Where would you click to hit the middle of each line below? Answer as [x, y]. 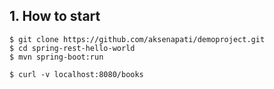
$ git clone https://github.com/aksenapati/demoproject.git [137, 39]
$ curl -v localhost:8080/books [76, 74]
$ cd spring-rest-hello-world [72, 48]
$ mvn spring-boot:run [56, 57]
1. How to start [55, 16]
